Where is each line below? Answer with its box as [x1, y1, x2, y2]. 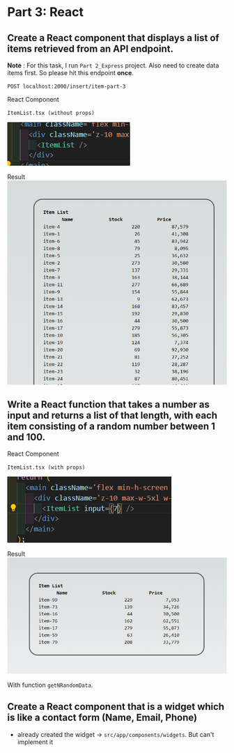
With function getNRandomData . [7, 681, 93, 689]
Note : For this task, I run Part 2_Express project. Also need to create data [7, 61, 219, 70]
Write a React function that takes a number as [7, 398, 210, 410]
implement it [17, 738, 54, 746]
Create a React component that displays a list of [7, 32, 219, 44]
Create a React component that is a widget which [7, 701, 225, 713]
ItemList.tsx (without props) [7, 109, 95, 116]
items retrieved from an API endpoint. [7, 42, 174, 54]
